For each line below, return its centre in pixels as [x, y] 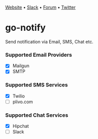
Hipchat [21, 126]
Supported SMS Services [36, 85]
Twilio [19, 96]
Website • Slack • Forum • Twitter [40, 7]
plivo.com [23, 102]
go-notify [26, 28]
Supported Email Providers [39, 55]
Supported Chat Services [37, 115]
